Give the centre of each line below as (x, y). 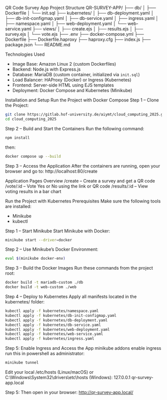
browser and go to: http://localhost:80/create (51, 171)
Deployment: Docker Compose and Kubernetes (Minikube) (72, 90)
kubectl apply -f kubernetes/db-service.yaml (53, 325)
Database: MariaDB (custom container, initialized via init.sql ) (76, 74)
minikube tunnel (22, 363)
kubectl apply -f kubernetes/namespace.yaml (52, 311)
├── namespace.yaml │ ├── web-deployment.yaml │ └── (66, 23)
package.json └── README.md (38, 45)
